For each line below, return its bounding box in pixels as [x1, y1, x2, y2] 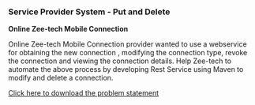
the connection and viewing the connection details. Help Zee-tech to [8, 56, 231, 66]
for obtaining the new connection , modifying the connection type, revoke [8, 48, 248, 58]
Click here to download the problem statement [8, 88, 159, 98]
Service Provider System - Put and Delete [8, 6, 171, 17]
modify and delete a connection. [8, 73, 114, 83]
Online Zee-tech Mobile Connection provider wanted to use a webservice [8, 39, 247, 49]
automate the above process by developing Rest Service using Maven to [8, 65, 244, 74]
